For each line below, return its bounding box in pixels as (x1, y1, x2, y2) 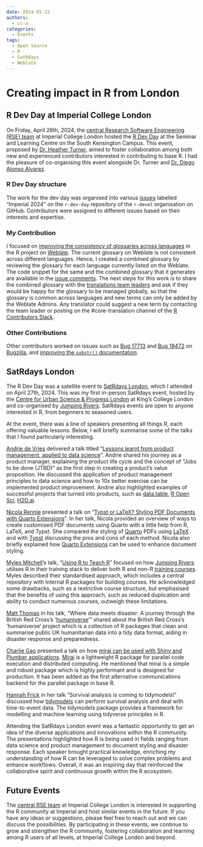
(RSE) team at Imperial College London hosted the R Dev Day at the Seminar (6, 133, 197, 140)
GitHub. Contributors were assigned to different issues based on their (6, 207, 181, 214)
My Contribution (6, 229, 56, 237)
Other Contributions (6, 329, 67, 337)
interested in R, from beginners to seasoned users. (6, 409, 133, 416)
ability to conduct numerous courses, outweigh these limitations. (6, 598, 168, 605)
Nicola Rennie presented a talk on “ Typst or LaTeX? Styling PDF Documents (6, 508, 196, 516)
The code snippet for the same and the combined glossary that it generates (6, 268, 196, 275)
